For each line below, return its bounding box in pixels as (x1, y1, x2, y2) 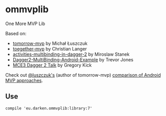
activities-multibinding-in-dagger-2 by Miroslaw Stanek (12, 51, 130, 57)
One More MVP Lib (5, 20, 45, 27)
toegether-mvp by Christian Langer (12, 45, 87, 52)
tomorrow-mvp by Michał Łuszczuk (12, 40, 88, 47)
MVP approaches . (5, 77, 43, 83)
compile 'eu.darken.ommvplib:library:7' (5, 106, 93, 111)
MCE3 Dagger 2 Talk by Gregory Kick (12, 62, 92, 68)
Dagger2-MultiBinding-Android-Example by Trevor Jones (12, 56, 134, 62)
